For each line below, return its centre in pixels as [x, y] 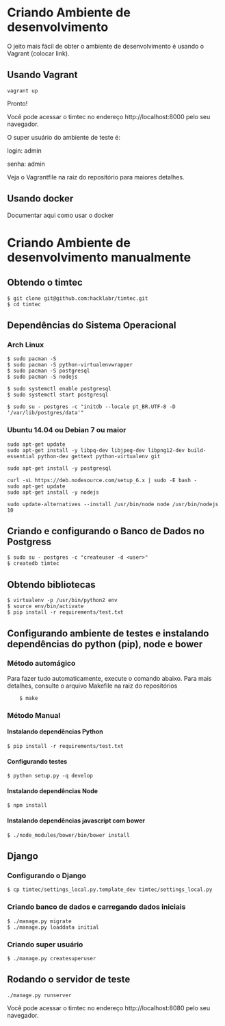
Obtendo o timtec [45, 283]
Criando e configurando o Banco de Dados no [106, 531]
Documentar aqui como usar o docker [61, 215]
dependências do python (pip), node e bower [105, 644]
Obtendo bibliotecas [51, 585]
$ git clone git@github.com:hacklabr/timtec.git [78, 298]
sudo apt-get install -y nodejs [53, 492]
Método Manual [34, 715]
